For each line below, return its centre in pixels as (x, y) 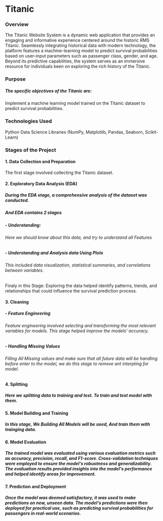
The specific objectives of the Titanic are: (48, 91)
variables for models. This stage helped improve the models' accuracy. (77, 331)
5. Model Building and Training (37, 413)
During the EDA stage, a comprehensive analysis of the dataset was (76, 195)
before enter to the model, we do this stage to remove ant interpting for (77, 364)
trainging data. (21, 430)
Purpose (15, 79)
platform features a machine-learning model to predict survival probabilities (81, 51)
